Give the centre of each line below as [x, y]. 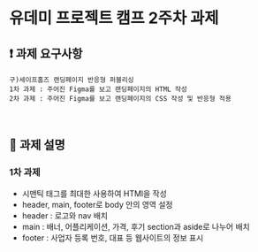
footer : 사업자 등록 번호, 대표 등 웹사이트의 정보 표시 [113, 237]
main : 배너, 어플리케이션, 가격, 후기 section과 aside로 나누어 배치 [136, 226]
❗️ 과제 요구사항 [46, 53]
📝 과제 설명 [38, 145]
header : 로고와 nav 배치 [65, 215]
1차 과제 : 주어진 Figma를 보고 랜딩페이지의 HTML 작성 [98, 89]
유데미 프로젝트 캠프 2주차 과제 [114, 18]
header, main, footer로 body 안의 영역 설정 [97, 204]
